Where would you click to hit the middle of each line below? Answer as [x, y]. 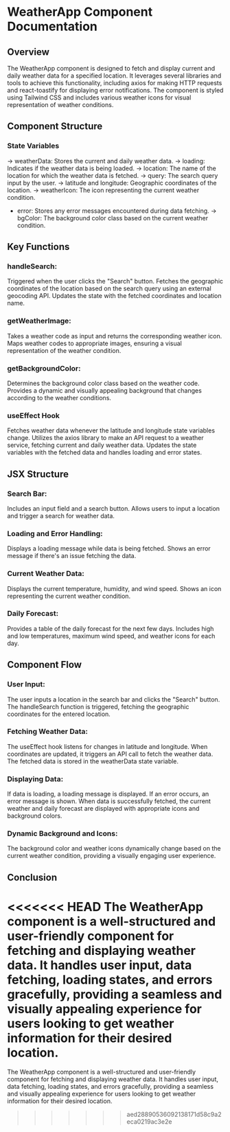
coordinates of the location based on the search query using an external [109, 288]
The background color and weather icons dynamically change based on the [114, 848]
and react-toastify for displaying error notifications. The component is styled [115, 90]
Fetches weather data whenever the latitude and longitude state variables [111, 430]
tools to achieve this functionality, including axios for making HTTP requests [115, 83]
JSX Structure [38, 474]
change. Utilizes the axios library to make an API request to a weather [105, 438]
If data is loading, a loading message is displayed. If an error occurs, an [108, 794]
